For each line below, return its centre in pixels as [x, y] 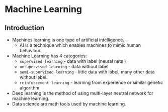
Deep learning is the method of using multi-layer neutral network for [83, 93]
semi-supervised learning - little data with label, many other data [87, 72]
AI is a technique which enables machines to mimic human [80, 45]
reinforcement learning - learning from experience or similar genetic [91, 82]
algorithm [29, 88]
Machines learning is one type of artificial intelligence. [68, 40]
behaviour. [30, 50]
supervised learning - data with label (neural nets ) [73, 61]
